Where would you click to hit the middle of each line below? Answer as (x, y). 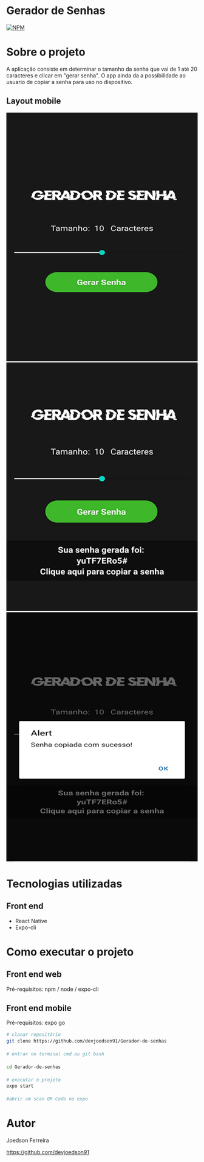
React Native (31, 921)
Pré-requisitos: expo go (36, 1023)
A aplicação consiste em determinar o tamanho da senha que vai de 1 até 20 (102, 69)
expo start (20, 1086)
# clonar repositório (34, 1035)
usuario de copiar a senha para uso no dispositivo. (70, 82)
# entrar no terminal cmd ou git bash (55, 1054)
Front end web (34, 975)
